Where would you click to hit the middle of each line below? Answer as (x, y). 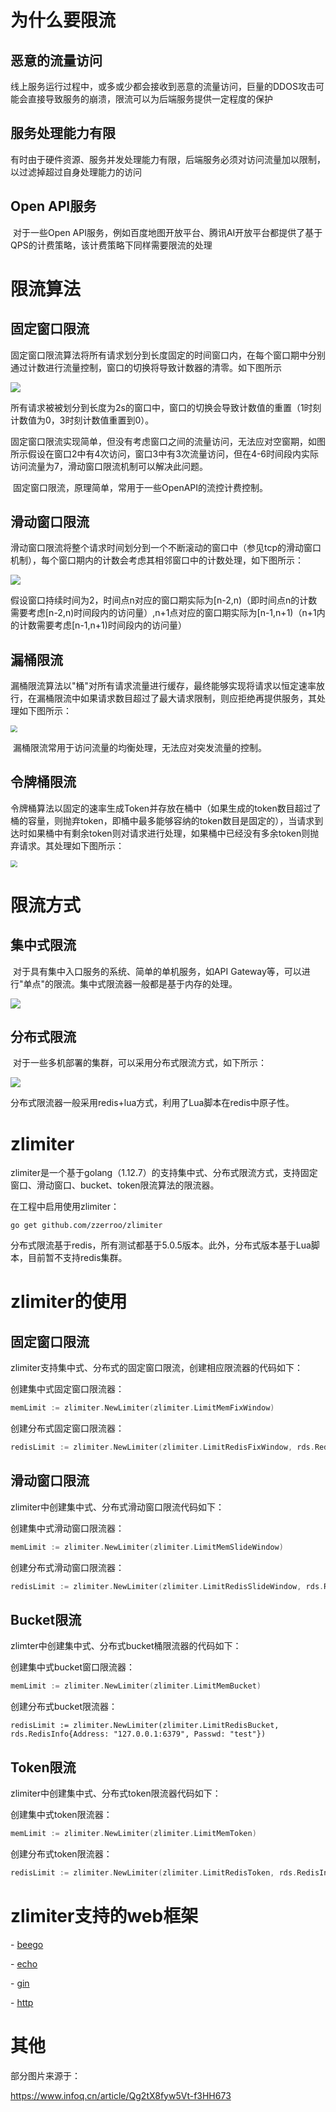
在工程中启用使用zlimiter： (65, 1207)
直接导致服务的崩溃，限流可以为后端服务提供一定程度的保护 (150, 99)
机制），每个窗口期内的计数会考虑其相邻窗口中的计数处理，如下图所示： (157, 560)
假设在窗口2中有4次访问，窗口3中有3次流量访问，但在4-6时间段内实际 (173, 453)
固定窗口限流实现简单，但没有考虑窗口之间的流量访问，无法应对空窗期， (159, 441)
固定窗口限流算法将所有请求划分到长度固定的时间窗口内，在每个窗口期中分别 (168, 355)
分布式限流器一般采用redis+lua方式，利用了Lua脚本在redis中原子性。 (152, 1103)
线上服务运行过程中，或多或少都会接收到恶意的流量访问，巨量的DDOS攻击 (163, 86)
